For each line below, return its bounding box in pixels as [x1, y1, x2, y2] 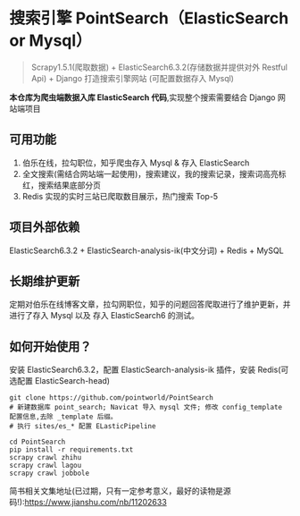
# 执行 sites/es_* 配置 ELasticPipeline [9, 422, 156, 431]
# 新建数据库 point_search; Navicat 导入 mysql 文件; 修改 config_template [9, 403, 283, 412]
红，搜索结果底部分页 [21, 180, 101, 190]
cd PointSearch [9, 437, 66, 447]
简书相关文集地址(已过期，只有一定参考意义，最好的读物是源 [9, 486, 232, 496]
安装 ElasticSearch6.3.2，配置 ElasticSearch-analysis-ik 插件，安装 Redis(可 [9, 364, 289, 376]
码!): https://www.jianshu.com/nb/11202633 [9, 497, 167, 508]
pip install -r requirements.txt [9, 445, 134, 454]
